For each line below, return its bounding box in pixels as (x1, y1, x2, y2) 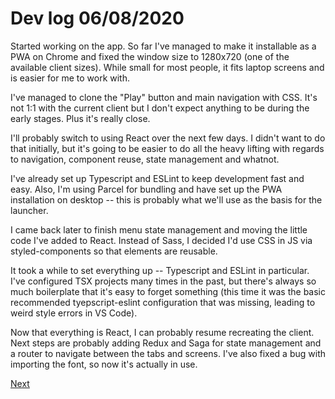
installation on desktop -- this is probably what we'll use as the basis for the (10, 193, 323, 206)
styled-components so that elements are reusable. (10, 245, 218, 257)
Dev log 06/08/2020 (10, 7, 185, 30)
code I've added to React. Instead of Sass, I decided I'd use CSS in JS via (10, 234, 313, 246)
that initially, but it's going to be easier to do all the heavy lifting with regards (10, 142, 325, 154)
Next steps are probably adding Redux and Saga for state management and (10, 337, 322, 349)
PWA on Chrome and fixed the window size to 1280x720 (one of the (10, 50, 290, 62)
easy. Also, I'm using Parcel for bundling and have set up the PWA (10, 183, 283, 195)
